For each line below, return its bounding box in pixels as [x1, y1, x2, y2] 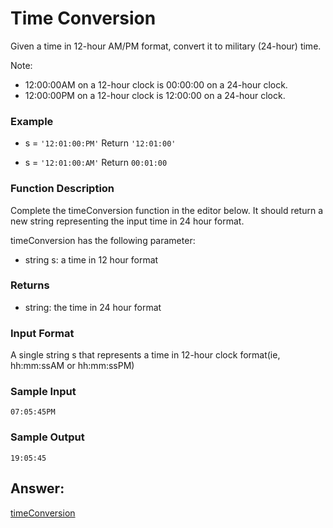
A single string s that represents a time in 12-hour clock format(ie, [10, 349, 281, 361]
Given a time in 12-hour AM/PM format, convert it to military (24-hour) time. [10, 40, 322, 52]
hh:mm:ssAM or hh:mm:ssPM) [10, 360, 135, 372]
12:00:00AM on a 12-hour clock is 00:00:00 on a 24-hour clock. [24, 78, 288, 91]
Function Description [10, 182, 115, 196]
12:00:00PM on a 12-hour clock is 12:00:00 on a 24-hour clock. [24, 89, 286, 101]
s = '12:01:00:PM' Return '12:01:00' [24, 137, 177, 149]
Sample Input [10, 385, 77, 399]
